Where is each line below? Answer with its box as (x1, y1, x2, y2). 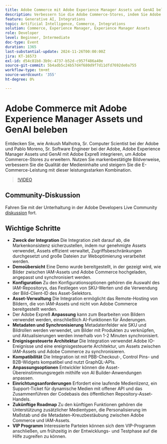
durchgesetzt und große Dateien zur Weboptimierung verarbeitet (12, 253, 146, 259)
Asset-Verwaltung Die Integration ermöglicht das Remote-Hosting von (12, 295, 158, 302)
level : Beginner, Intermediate (5, 35, 70, 40)
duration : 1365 (5, 44, 37, 49)
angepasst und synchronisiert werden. (12, 274, 91, 280)
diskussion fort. (5, 210, 37, 216)
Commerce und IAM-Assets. (12, 418, 71, 424)
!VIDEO (17, 177, 32, 183)
